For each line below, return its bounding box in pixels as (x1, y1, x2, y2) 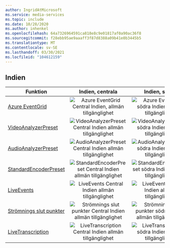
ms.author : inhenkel (5, 26, 49, 31)
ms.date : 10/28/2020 (5, 21, 49, 27)
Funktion (25, 88, 47, 95)
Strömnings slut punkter (8, 208, 65, 215)
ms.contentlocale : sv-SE (5, 45, 58, 50)
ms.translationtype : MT (5, 40, 56, 46)
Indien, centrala (79, 88, 118, 95)
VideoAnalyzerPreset (8, 124, 58, 131)
